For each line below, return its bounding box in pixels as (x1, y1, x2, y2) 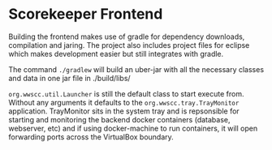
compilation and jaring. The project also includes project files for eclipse (8, 40, 250, 49)
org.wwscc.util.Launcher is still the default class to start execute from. (8, 88, 245, 98)
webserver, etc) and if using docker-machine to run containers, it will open (8, 123, 258, 133)
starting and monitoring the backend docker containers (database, (8, 114, 231, 124)
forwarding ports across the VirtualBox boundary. (8, 131, 175, 142)
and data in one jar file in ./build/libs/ (8, 73, 132, 83)
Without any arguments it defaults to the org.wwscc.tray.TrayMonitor (8, 97, 240, 107)
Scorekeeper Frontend (8, 5, 163, 24)
